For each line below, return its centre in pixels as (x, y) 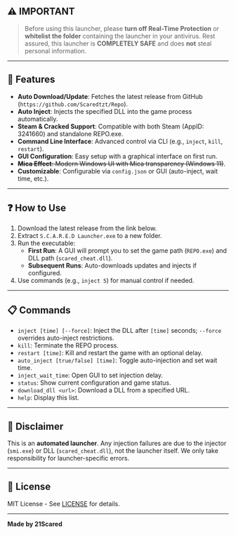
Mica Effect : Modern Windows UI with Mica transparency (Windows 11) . (122, 164)
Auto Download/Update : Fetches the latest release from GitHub (110, 96)
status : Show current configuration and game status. (94, 383)
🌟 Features (31, 80)
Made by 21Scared (35, 524)
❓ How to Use (37, 208)
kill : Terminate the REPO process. (68, 345)
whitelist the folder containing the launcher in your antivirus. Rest (120, 36)
